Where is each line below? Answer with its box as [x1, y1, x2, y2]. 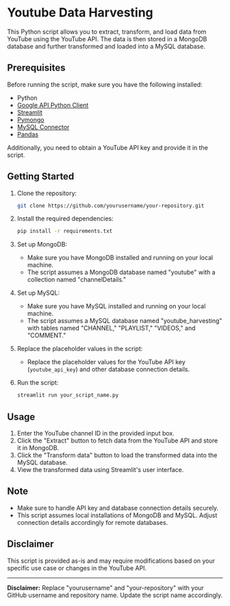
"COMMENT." [27, 331, 66, 339]
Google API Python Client [16, 101, 89, 109]
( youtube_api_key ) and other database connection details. [27, 366, 190, 374]
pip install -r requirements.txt [16, 228, 113, 235]
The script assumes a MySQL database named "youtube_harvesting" [27, 317, 222, 325]
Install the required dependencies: [16, 214, 114, 223]
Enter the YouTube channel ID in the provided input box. [16, 429, 175, 437]
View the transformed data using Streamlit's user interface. [16, 466, 184, 473]
